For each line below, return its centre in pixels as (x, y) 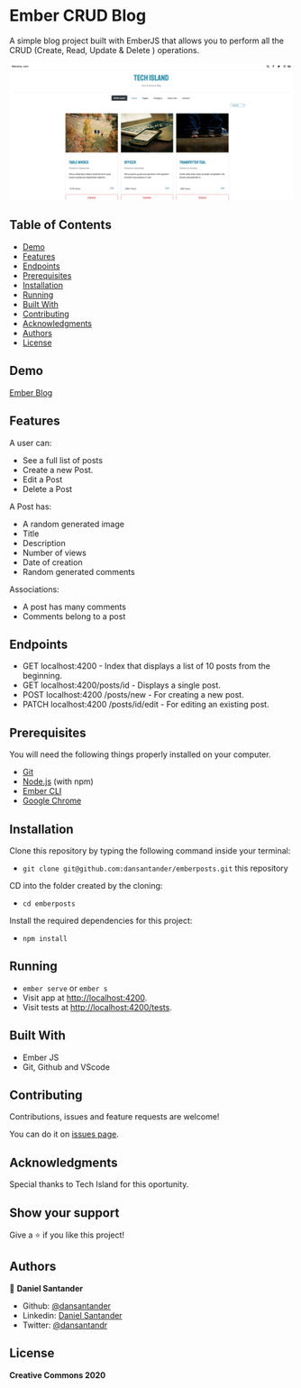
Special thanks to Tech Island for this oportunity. (99, 1184)
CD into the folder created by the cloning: (86, 885)
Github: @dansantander (66, 1306)
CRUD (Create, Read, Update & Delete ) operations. (105, 50)
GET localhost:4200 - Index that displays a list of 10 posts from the (146, 666)
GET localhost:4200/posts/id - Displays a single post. (121, 685)
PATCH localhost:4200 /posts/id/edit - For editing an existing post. (146, 705)
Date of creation (52, 562)
